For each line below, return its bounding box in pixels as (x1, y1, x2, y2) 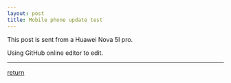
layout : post (7, 10, 45, 17)
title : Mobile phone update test (7, 16, 103, 23)
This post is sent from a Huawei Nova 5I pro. (7, 35, 133, 43)
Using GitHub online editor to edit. (7, 49, 104, 57)
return (7, 68, 25, 76)
